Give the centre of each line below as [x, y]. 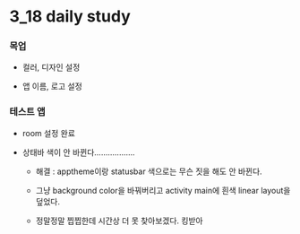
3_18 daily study [70, 17]
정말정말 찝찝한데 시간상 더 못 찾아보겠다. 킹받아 [119, 221]
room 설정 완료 [49, 133]
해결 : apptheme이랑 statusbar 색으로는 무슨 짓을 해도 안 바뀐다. [149, 171]
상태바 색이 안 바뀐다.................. [79, 152]
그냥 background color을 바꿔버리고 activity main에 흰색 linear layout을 [163, 190]
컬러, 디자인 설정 [51, 67]
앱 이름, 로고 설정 [52, 86]
